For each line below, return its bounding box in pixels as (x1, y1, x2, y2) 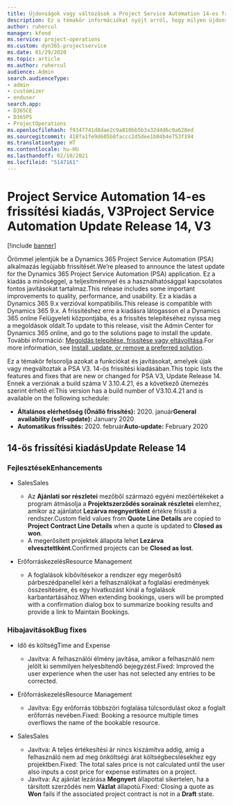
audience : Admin (7, 68, 54, 75)
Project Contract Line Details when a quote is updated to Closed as (27, 522, 223, 530)
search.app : (7, 101, 42, 108)
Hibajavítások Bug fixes (7, 625, 87, 635)
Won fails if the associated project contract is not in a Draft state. (27, 790, 215, 798)
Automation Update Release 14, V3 (7, 218, 212, 234)
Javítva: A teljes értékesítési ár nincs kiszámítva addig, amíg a (27, 745, 205, 754)
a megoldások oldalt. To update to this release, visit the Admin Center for (7, 321, 214, 330)
